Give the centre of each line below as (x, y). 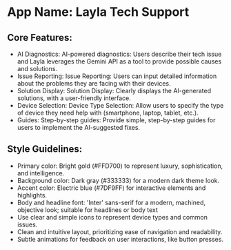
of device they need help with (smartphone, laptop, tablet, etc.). (108, 113)
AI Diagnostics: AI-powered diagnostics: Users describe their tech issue (119, 54)
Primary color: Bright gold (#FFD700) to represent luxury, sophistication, (120, 166)
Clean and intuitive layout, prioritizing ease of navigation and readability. (120, 231)
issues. (27, 224)
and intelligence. (41, 173)
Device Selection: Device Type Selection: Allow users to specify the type (120, 105)
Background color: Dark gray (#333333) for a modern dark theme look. (118, 180)
